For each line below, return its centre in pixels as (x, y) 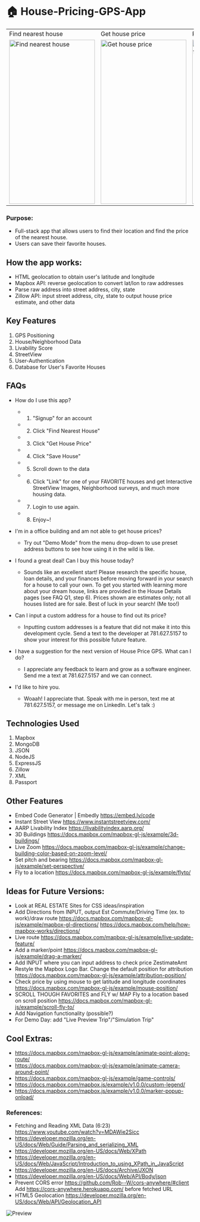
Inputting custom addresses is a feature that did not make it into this (107, 627)
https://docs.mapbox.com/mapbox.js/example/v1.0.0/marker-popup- (99, 1091)
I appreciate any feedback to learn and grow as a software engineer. (107, 669)
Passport (26, 782)
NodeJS (25, 757)
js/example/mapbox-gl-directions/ (57, 925)
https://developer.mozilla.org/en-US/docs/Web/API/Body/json (90, 1177)
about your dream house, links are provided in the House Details (102, 591)
